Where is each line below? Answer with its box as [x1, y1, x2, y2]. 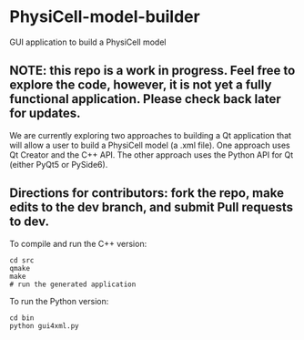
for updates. [9, 106, 81, 121]
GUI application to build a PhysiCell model [9, 36, 167, 47]
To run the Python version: [9, 295, 109, 306]
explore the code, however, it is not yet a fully [9, 77, 272, 93]
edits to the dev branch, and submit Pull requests [9, 200, 294, 215]
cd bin [9, 313, 35, 323]
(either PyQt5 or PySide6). [9, 159, 108, 170]
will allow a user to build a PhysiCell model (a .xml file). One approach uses [9, 139, 290, 150]
